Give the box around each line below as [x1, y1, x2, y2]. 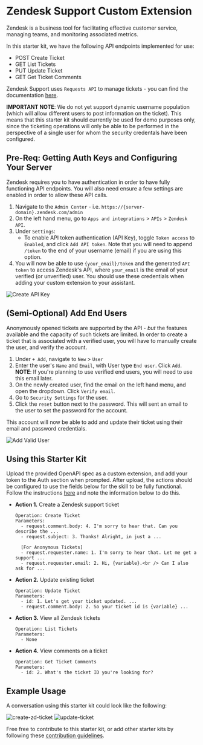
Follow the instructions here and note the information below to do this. [6, 489, 181, 496]
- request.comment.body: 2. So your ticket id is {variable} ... [21, 603, 188, 610]
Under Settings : [14, 227, 56, 235]
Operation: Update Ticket [14, 588, 80, 594]
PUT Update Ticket [14, 67, 63, 74]
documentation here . [6, 91, 59, 99]
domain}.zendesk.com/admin [14, 209, 83, 215]
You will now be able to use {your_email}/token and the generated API [14, 259, 190, 267]
